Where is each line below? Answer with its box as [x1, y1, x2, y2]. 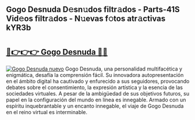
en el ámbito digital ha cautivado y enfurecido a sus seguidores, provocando [6, 78, 190, 84]
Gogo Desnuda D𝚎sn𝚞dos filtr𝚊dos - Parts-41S [6, 5, 180, 15]
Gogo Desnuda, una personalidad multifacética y [65, 65, 182, 72]
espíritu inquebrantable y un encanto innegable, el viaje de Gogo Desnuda [6, 103, 184, 110]
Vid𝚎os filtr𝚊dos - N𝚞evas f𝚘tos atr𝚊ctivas [6, 14, 166, 24]
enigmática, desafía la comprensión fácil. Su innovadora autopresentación [6, 72, 184, 78]
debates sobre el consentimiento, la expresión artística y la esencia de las [6, 84, 183, 91]
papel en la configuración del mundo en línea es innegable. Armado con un [6, 96, 186, 103]
